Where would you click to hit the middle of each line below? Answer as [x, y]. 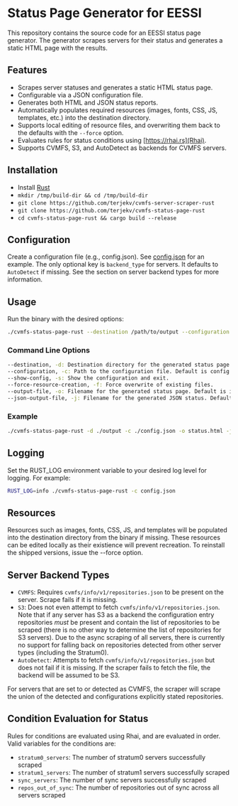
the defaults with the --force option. [70, 132]
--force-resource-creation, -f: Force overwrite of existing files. [110, 385]
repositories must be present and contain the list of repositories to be [119, 623]
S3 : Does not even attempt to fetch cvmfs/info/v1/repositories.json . [119, 607]
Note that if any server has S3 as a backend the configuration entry [116, 615]
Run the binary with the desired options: [66, 319]
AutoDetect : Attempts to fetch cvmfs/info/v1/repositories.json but [116, 660]
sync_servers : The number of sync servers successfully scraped [112, 780]
